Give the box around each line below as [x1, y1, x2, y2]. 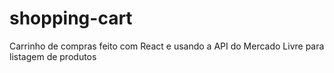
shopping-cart [9, 7, 133, 30]
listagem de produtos [9, 50, 97, 62]
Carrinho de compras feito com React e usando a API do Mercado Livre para [9, 40, 325, 52]
